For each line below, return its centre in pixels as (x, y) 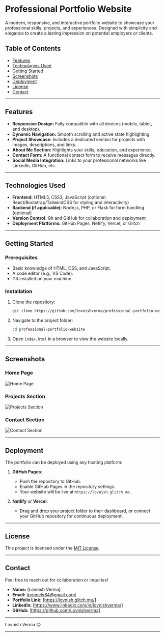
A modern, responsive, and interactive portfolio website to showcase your (80, 23)
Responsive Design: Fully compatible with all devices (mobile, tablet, (82, 123)
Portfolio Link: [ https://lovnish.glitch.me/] (54, 600)
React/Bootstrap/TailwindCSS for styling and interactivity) (70, 203)
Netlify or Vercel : (30, 501)
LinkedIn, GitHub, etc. (34, 165)
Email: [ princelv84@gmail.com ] (44, 594)
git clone (22, 311)
